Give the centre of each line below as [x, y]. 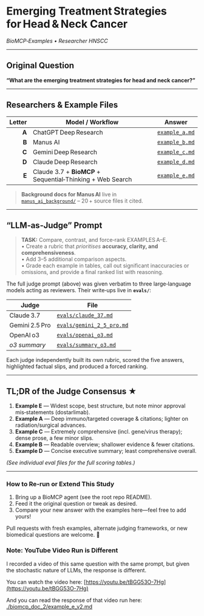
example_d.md [176, 162]
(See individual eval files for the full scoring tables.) [71, 463]
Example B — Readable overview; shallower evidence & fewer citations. [105, 444]
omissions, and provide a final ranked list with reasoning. [92, 272]
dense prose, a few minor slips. [54, 438]
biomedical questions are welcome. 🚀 [53, 535]
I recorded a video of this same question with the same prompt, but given [98, 564]
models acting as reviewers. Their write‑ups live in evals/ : [79, 290]
